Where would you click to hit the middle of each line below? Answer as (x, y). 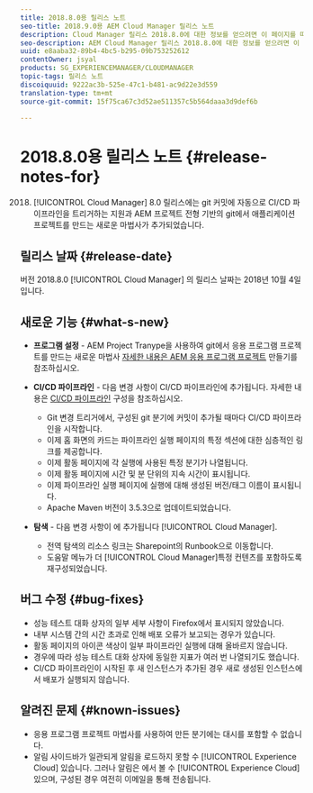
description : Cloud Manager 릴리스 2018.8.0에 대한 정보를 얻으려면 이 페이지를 (158, 34)
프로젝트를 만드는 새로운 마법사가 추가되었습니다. (118, 225)
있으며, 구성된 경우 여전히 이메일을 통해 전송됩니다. (122, 779)
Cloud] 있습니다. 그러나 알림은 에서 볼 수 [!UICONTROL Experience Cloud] (166, 768)
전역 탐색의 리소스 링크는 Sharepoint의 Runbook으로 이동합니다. (160, 545)
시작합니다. (83, 428)
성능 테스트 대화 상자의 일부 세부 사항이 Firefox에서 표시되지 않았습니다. (159, 623)
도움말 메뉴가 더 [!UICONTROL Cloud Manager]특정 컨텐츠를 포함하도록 (174, 557)
